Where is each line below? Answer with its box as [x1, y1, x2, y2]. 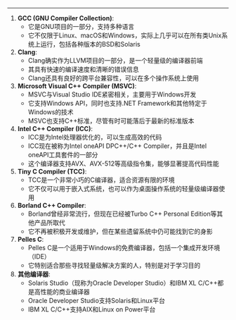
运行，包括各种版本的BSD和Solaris [40, 40, 140, 48]
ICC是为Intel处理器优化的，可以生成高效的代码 [27, 133, 162, 141]
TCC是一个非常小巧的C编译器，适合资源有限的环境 [27, 176, 175, 184]
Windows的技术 [27, 108, 74, 116]
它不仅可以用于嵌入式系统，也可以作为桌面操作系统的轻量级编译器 [27, 185, 219, 192]
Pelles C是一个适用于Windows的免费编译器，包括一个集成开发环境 [27, 244, 221, 252]
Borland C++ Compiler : [17, 202, 86, 209]
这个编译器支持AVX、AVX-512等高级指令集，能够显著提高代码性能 [27, 159, 219, 168]
